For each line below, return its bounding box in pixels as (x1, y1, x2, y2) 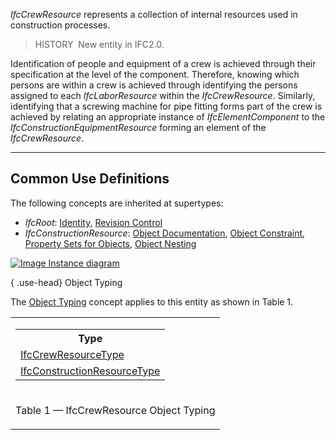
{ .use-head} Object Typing (10, 276, 123, 288)
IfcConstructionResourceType (20, 364, 161, 378)
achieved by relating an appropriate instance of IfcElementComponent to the (10, 111, 326, 123)
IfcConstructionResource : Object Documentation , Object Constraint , (24, 227, 306, 239)
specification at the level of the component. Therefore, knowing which (10, 69, 300, 80)
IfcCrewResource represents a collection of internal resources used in (10, 9, 298, 20)
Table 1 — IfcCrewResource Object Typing (15, 403, 216, 417)
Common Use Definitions (10, 170, 170, 188)
